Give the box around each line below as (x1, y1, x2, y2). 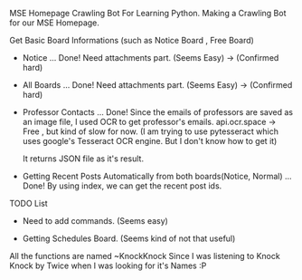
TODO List (9, 198, 48, 208)
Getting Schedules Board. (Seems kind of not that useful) (22, 233, 236, 244)
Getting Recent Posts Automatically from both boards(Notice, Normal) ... (22, 171, 292, 181)
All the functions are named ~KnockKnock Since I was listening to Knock (9, 251, 280, 261)
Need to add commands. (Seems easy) (22, 216, 169, 226)
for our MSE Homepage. (9, 17, 99, 28)
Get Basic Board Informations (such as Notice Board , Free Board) (9, 35, 255, 45)
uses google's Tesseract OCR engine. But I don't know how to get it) (22, 136, 278, 146)
